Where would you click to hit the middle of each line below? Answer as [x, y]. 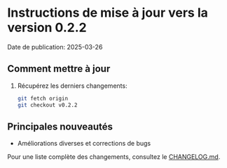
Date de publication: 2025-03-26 [55, 47]
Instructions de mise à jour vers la [108, 13]
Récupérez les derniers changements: [72, 86]
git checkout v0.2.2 [47, 105]
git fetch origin [43, 98]
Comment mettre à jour [59, 69]
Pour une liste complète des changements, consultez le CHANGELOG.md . [114, 157]
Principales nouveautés [60, 127]
